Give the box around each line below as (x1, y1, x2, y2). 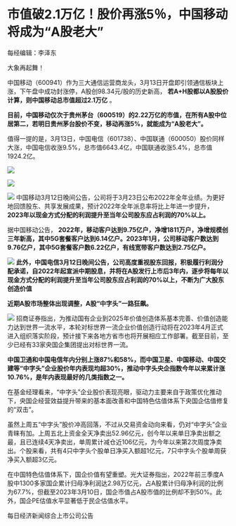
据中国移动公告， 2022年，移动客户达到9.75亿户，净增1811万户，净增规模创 (7, 225, 228, 234)
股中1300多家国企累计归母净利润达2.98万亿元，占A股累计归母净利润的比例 (7, 478, 223, 487)
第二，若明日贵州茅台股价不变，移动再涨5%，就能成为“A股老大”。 (13, 119, 207, 128)
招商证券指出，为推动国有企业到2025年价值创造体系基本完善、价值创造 (15, 313, 223, 323)
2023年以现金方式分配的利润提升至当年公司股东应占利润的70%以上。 (7, 210, 209, 219)
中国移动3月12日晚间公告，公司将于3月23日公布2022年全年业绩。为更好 (15, 193, 225, 201)
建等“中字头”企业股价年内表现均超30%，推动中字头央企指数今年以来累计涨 (7, 364, 225, 372)
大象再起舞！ (7, 63, 44, 72)
